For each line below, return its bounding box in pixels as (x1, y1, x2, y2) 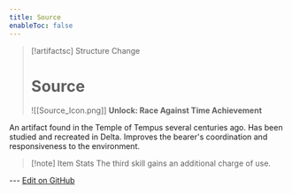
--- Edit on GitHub (9, 175, 75, 186)
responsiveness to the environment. (9, 141, 140, 152)
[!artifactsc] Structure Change (30, 45, 141, 56)
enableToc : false (9, 21, 73, 30)
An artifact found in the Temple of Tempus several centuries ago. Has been (9, 123, 283, 133)
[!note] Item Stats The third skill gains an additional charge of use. (30, 158, 272, 168)
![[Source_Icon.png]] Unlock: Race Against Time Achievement (30, 105, 263, 116)
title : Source (9, 12, 62, 22)
